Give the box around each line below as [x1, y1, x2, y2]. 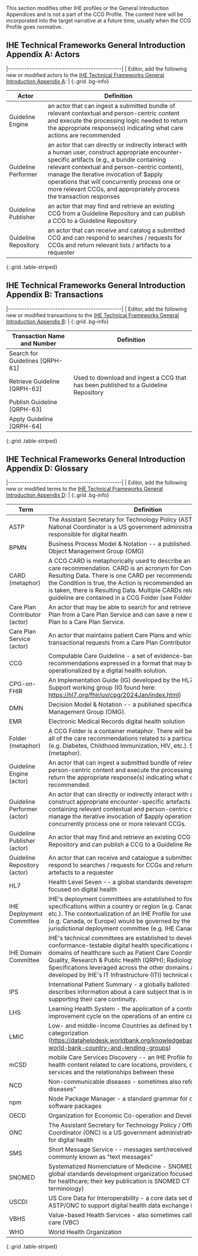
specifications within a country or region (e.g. [48, 902, 174, 911]
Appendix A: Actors [6, 50, 80, 60]
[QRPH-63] [9, 405, 42, 413]
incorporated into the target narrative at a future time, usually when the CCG [6, 17, 192, 24]
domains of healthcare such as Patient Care [48, 949, 170, 957]
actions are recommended [48, 131, 121, 139]
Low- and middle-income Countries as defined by [48, 1021, 189, 1030]
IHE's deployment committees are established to [48, 895, 183, 903]
